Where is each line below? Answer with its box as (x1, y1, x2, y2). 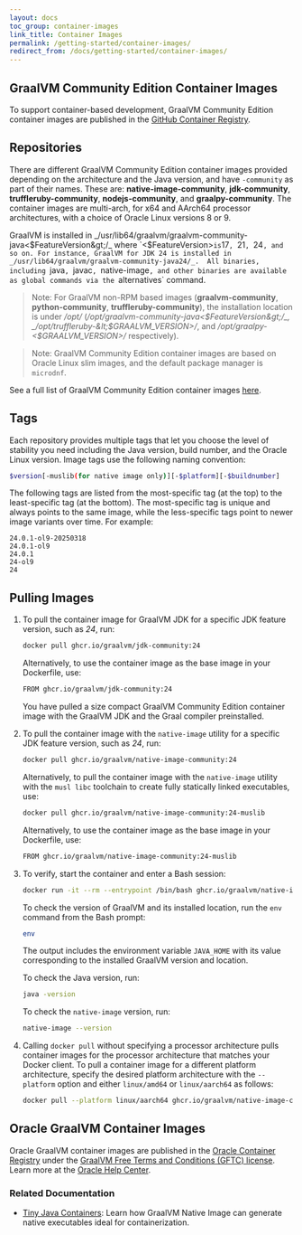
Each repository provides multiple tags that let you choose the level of (9, 435, 270, 446)
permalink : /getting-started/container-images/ (9, 38, 192, 48)
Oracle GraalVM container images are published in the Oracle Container (9, 1145, 277, 1155)
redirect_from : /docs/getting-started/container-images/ (9, 47, 228, 56)
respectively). (127, 330, 179, 341)
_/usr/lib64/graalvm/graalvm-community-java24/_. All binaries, (9, 257, 260, 266)
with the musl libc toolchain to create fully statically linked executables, (22, 781, 290, 792)
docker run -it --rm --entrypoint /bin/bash (22, 885, 193, 895)
